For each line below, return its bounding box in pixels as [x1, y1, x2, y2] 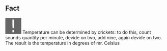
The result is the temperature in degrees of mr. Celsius [5, 40, 120, 46]
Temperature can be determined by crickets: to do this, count [22, 29, 151, 35]
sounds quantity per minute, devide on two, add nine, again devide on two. [5, 34, 162, 40]
